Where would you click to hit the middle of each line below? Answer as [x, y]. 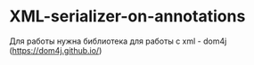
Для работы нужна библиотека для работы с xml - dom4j [118, 41]
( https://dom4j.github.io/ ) [56, 50]
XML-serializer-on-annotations [127, 16]
